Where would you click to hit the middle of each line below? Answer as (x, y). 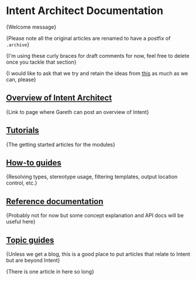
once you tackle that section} (42, 62)
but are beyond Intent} (33, 260)
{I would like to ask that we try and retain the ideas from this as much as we (97, 73)
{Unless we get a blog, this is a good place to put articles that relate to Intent (98, 254)
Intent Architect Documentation (85, 11)
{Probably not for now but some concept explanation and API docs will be (95, 216)
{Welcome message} (31, 27)
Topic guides (30, 240)
